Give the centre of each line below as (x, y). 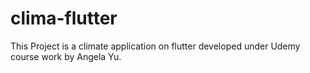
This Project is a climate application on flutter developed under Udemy (155, 46)
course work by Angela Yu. (66, 56)
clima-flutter (64, 18)
